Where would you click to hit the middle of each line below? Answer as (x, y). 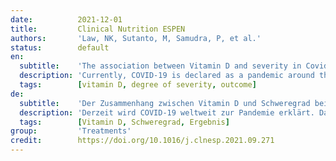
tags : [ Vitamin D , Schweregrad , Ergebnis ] (124, 122)
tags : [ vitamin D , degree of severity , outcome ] (138, 85)
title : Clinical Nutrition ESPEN (98, 29)
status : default (60, 47)
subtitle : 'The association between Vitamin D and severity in (160, 66)
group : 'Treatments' (71, 131)
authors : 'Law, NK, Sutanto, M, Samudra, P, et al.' (136, 38)
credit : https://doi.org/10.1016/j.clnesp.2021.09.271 (142, 141)
